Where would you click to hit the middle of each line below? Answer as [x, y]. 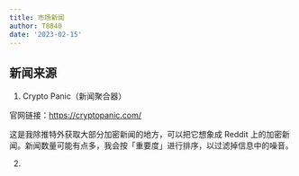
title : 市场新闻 [37, 18]
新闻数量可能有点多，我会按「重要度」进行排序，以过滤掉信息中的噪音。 [159, 145]
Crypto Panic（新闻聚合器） [74, 96]
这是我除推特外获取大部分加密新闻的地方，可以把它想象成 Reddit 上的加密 [145, 135]
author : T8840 [36, 26]
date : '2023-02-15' [46, 34]
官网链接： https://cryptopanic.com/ [76, 115]
